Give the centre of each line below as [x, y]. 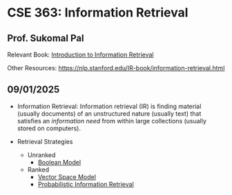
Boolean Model [59, 162]
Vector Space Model [67, 176]
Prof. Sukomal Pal [46, 38]
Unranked [41, 155]
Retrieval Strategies [45, 141]
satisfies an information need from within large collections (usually [112, 121]
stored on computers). [49, 128]
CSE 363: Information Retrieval [98, 13]
